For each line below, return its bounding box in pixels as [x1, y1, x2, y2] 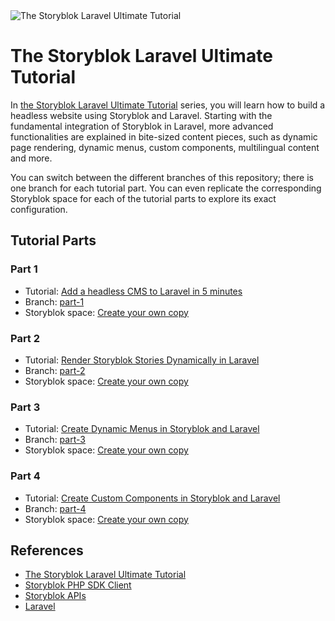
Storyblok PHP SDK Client [24, 579, 132, 591]
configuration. [10, 203, 68, 215]
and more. [10, 152, 53, 164]
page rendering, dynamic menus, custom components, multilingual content [10, 141, 320, 153]
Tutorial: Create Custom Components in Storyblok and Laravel [24, 492, 281, 504]
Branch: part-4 [24, 502, 87, 514]
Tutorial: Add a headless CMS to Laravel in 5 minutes [24, 285, 243, 297]
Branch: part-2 [24, 364, 86, 376]
